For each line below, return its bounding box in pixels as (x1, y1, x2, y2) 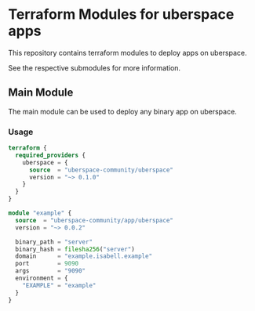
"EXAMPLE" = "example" (22, 281, 97, 289)
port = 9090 (15, 260, 79, 268)
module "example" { (8, 209, 72, 217)
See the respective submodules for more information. (8, 63, 181, 72)
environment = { (15, 274, 68, 283)
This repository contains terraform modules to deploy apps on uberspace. (8, 48, 247, 57)
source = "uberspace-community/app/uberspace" (15, 216, 174, 224)
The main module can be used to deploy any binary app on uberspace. (8, 107, 237, 116)
